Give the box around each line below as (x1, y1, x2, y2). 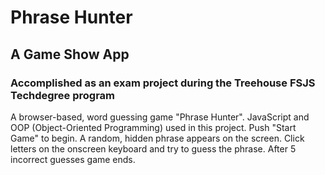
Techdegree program (10, 88, 116, 102)
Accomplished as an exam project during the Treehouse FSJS (10, 76, 316, 90)
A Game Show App (10, 46, 130, 63)
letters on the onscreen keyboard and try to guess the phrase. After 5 (10, 142, 297, 155)
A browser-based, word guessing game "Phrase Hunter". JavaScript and (10, 111, 310, 123)
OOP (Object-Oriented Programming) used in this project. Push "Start (10, 121, 297, 133)
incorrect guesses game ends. (10, 153, 136, 165)
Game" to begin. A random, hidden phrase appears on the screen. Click (10, 132, 305, 144)
